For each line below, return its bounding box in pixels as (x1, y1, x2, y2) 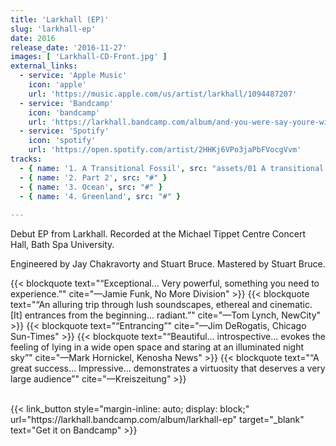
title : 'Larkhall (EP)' (10, 14, 110, 25)
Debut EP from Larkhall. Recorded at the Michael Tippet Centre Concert (10, 228, 306, 240)
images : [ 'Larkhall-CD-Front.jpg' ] (10, 52, 168, 62)
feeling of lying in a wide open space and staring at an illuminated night (10, 341, 305, 353)
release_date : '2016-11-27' (10, 42, 128, 53)
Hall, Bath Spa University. (10, 239, 115, 251)
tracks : (10, 154, 43, 164)
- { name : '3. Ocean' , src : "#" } (19, 182, 163, 192)
